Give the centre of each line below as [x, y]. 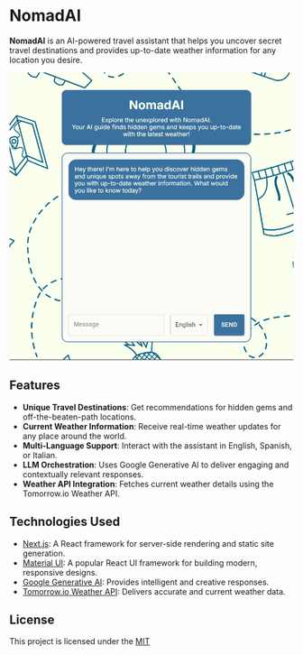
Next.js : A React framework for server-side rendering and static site [148, 543]
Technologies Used [64, 522]
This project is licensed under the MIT [80, 641]
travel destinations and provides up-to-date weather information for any [143, 50]
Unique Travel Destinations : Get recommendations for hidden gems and [157, 407]
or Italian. [40, 455]
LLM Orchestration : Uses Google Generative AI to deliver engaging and [156, 465]
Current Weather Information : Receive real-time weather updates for [151, 426]
